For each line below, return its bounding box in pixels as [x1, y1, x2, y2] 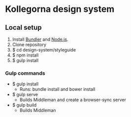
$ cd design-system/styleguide [12, 47, 76, 53]
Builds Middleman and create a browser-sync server [19, 97, 127, 103]
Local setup [5, 23, 42, 32]
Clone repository [12, 42, 47, 48]
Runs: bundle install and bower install [19, 86, 96, 92]
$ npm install [12, 52, 39, 58]
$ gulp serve [12, 92, 38, 98]
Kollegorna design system [5, 3, 115, 15]
